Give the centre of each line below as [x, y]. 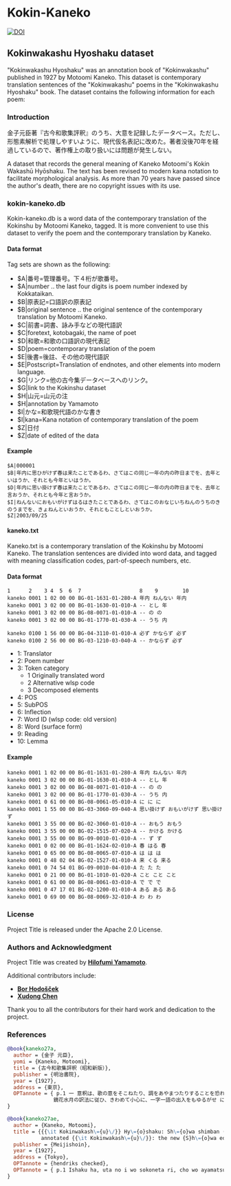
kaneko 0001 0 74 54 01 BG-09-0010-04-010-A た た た [84, 868]
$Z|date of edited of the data [58, 435]
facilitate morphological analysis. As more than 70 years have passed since [114, 179]
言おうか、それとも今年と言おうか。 [51, 495]
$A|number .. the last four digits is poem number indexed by [102, 286]
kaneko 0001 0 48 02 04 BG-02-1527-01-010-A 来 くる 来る [89, 861]
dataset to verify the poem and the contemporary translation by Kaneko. [109, 233]
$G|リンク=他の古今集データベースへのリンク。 [84, 380]
